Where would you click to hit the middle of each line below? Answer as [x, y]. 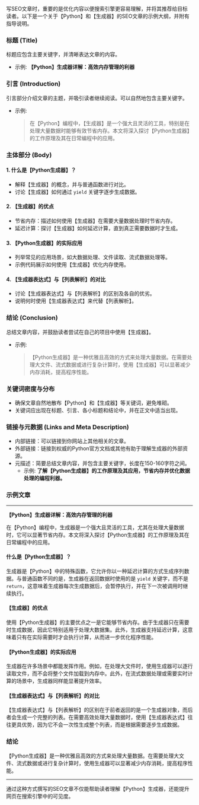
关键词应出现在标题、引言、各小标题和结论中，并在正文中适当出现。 [98, 410]
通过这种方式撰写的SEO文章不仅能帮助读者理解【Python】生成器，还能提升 [98, 788]
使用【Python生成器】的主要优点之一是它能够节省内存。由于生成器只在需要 [98, 622]
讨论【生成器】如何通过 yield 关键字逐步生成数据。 [77, 192]
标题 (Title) [22, 40]
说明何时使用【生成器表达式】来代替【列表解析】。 [76, 301]
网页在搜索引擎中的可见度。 [40, 796]
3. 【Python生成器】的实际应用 [44, 243]
